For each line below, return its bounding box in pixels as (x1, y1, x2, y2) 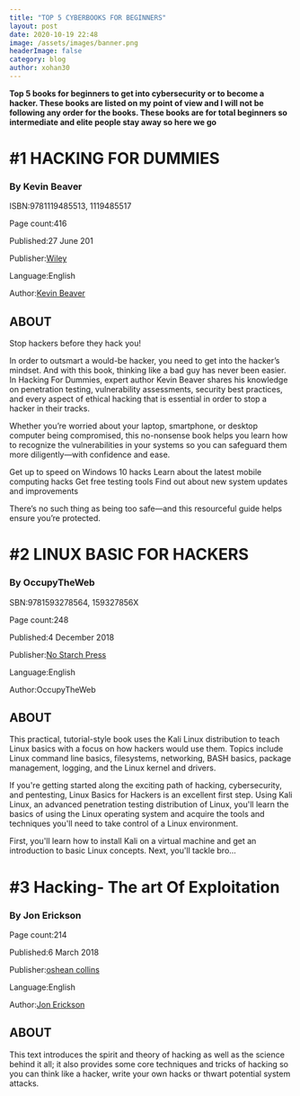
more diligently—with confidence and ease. (9, 449, 171, 460)
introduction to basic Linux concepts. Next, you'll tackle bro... (9, 845, 236, 856)
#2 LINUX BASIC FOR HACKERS (9, 544, 250, 565)
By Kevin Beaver (9, 180, 83, 193)
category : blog (9, 55, 66, 64)
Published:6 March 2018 (9, 947, 100, 957)
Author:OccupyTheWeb (9, 684, 96, 695)
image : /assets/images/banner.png (9, 38, 139, 48)
